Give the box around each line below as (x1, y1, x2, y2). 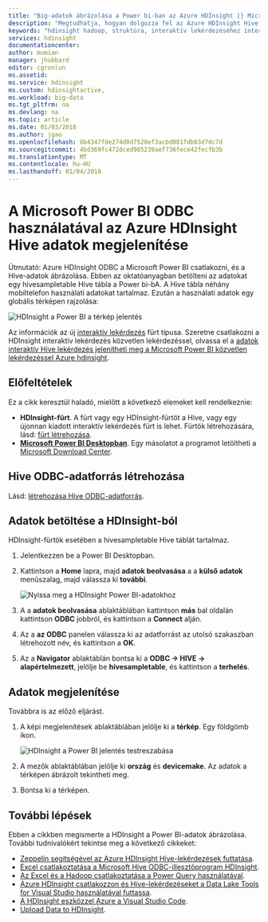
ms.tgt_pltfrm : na (8, 101, 69, 109)
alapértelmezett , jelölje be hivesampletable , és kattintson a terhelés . (19, 662, 250, 672)
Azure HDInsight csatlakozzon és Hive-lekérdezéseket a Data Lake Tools (19, 880, 259, 888)
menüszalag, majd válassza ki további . (19, 574, 148, 584)
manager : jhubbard (8, 57, 69, 65)
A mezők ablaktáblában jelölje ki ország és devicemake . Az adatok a (19, 761, 247, 771)
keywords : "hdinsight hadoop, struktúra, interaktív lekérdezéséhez (8, 26, 241, 34)
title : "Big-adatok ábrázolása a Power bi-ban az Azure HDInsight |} (8, 11, 245, 20)
